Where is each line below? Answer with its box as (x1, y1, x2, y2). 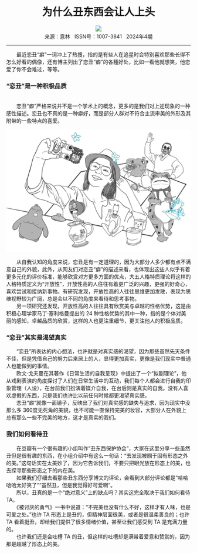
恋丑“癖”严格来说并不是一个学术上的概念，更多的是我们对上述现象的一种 (16, 102, 191, 109)
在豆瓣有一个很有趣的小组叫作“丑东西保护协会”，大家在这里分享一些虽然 (16, 445, 191, 452)
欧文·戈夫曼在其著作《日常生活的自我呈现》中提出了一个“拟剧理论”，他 (16, 370, 187, 377)
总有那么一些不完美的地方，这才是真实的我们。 (6, 414, 119, 421)
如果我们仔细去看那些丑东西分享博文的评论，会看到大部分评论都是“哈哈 (16, 474, 189, 481)
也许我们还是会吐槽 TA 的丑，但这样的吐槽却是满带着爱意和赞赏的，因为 (16, 533, 191, 540)
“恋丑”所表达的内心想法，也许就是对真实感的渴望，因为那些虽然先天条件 (16, 348, 191, 355)
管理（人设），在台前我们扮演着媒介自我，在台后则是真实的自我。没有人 (11, 385, 184, 392)
